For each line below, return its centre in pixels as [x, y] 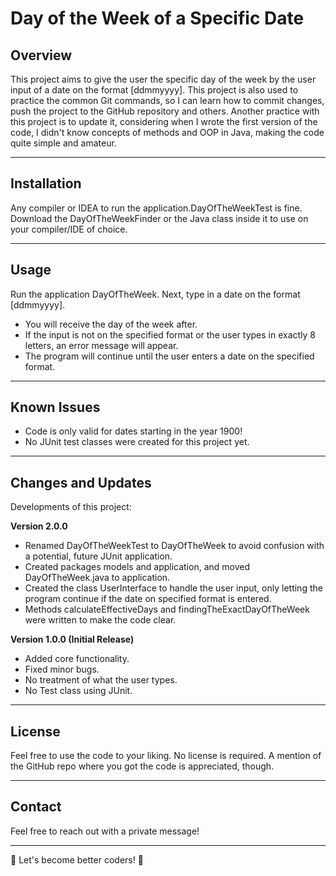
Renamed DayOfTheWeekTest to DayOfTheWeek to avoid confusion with [174, 546]
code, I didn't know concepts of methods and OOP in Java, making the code [167, 132]
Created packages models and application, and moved [137, 567]
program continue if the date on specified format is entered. [148, 599]
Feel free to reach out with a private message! [105, 831]
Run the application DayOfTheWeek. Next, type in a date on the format [155, 294]
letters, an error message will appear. [101, 345]
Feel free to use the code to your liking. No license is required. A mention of [166, 756]
